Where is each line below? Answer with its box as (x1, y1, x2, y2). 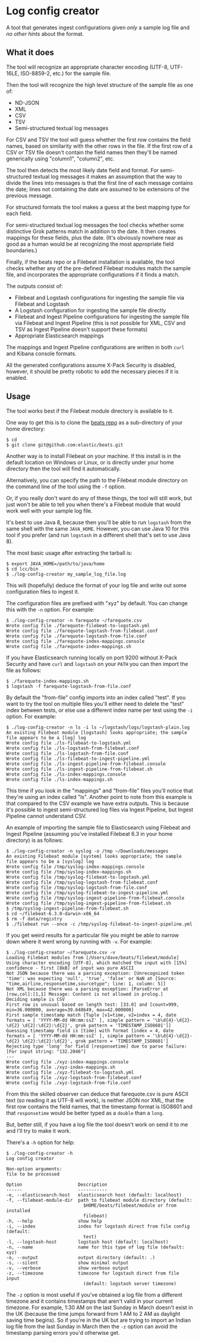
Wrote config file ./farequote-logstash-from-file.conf (6, 633, 147, 639)
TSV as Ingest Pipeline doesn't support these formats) (14, 326, 148, 333)
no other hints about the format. (6, 30, 84, 37)
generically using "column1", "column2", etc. (6, 155, 115, 162)
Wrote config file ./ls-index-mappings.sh (6, 776, 113, 782)
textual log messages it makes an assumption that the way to (33, 173, 182, 180)
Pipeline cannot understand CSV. (6, 812, 87, 819)
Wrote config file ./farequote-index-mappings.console (6, 638, 145, 644)
